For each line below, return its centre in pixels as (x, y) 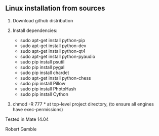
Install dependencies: (35, 30)
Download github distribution (43, 20)
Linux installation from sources (55, 8)
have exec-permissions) (38, 109)
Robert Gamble (21, 129)
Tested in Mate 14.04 (27, 119)
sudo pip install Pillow (43, 83)
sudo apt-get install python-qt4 (53, 51)
